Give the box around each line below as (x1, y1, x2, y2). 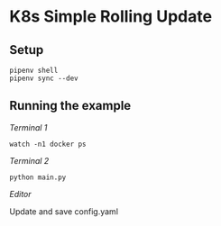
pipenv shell (9, 66, 59, 75)
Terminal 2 (9, 155, 50, 166)
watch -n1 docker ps (9, 140, 87, 149)
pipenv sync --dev (9, 74, 78, 83)
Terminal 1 (9, 122, 48, 132)
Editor (9, 188, 32, 199)
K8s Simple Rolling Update (9, 6, 213, 27)
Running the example (9, 98, 132, 113)
